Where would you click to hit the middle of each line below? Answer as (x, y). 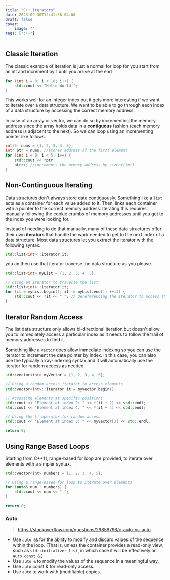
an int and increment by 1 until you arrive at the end (59, 71)
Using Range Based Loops (47, 446)
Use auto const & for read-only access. (53, 566)
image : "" (25, 29)
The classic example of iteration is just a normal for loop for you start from (82, 66)
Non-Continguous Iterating (49, 185)
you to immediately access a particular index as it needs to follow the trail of (84, 334)
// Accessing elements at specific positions (54, 398)
